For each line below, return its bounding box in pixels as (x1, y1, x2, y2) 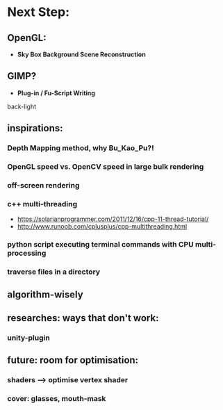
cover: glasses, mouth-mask (7, 394, 106, 404)
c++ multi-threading (7, 199, 78, 208)
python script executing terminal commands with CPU (7, 240, 194, 249)
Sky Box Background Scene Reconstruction (17, 50, 146, 58)
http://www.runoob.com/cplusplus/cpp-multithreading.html (17, 222, 188, 231)
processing (7, 248, 47, 258)
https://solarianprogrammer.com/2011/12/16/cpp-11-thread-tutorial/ (17, 215, 209, 223)
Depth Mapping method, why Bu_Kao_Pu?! (7, 143, 154, 153)
